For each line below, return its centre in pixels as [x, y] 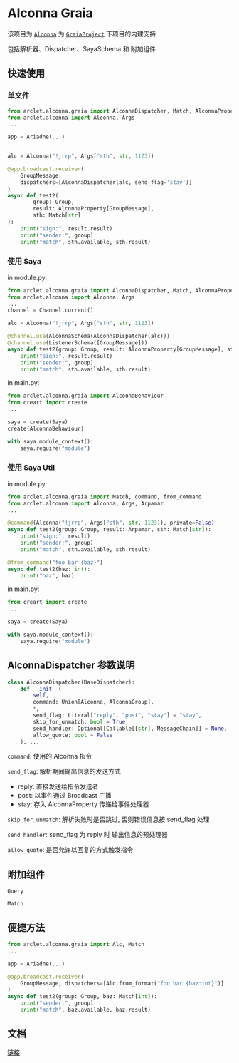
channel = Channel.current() [51, 310]
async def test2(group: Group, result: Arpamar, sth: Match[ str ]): [110, 530]
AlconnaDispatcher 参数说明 [71, 666]
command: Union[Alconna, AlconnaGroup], [94, 702]
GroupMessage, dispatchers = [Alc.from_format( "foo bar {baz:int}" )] [122, 983]
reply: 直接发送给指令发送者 [58, 786]
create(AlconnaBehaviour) [46, 428]
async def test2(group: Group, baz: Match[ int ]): [83, 997]
